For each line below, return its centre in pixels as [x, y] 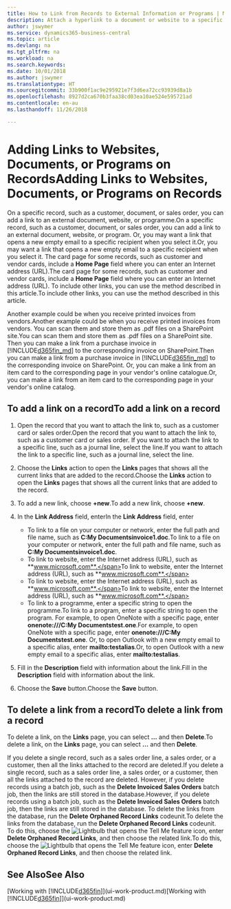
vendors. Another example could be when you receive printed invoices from [114, 321]
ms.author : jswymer [35, 77]
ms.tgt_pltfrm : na [33, 52]
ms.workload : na [30, 59]
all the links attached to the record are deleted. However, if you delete [106, 780]
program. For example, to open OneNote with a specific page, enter [123, 618]
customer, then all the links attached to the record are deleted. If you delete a [115, 765]
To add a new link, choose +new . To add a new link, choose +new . [111, 503]
